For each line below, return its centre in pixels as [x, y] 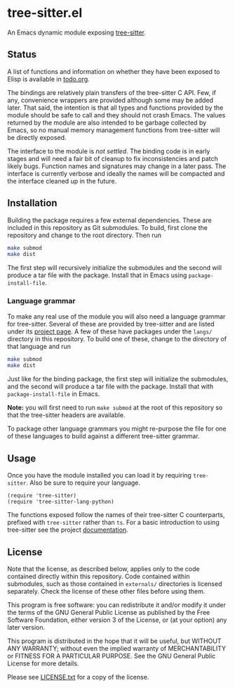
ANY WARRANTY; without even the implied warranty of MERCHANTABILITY [117, 648]
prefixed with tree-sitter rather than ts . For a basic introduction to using [113, 523]
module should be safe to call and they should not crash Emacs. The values [116, 115]
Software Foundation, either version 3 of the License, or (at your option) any [117, 620]
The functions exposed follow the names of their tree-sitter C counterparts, [116, 515]
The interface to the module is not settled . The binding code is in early [109, 151]
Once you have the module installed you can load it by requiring [99, 476]
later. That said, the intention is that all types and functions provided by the [115, 108]
